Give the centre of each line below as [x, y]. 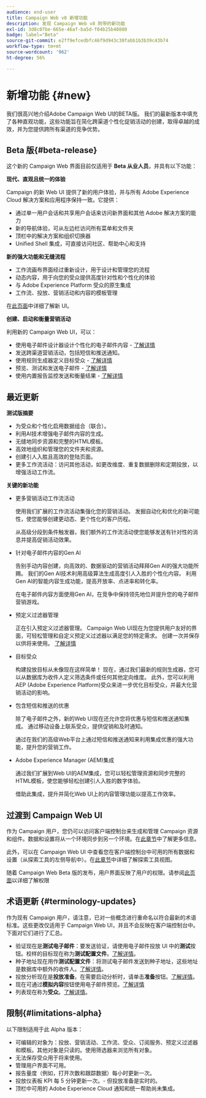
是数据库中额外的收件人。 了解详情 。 [61, 969]
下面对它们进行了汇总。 [36, 933]
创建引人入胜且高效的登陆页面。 [55, 457]
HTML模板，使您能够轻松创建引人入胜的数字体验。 [79, 781]
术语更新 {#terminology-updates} [71, 902]
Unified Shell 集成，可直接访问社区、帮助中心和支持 [80, 244]
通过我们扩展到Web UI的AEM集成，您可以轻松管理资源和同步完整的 [100, 773]
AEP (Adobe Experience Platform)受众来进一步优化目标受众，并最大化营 [106, 685]
